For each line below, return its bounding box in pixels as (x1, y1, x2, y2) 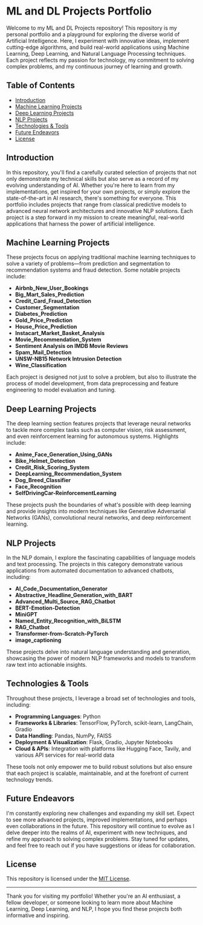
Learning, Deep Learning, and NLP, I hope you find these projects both (6, 906, 182, 913)
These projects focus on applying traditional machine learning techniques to (6, 253, 196, 261)
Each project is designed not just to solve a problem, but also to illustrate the (6, 373, 197, 381)
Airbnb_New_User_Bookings (14, 284, 89, 292)
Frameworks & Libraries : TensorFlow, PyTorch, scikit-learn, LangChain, (14, 719, 193, 727)
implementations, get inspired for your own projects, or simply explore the (6, 188, 190, 195)
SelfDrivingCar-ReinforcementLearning (14, 489, 117, 497)
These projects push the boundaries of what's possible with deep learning (6, 501, 192, 509)
